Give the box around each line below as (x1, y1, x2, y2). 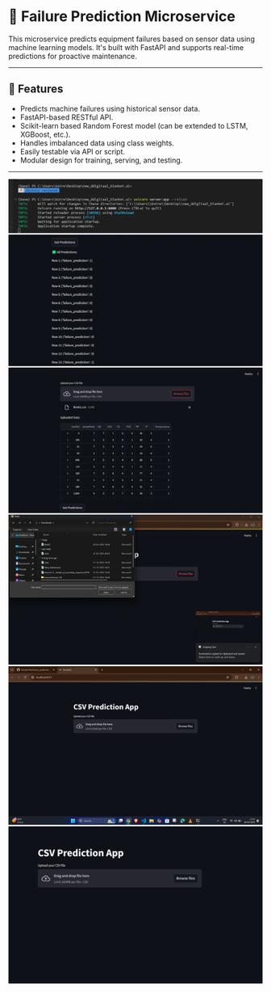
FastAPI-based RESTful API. (19, 112, 114, 122)
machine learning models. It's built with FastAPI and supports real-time (8, 42, 244, 52)
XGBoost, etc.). (19, 129, 71, 139)
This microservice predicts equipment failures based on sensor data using (8, 34, 256, 44)
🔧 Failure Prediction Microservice (8, 7, 236, 26)
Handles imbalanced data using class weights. (19, 137, 175, 148)
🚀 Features (8, 82, 64, 96)
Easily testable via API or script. (19, 146, 126, 156)
